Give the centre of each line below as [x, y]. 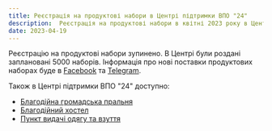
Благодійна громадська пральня [76, 102]
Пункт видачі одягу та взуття [70, 119]
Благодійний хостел [54, 110]
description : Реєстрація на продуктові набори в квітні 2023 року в [128, 23]
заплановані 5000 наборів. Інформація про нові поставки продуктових [131, 62]
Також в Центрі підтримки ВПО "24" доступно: [89, 86]
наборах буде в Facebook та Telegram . [75, 71]
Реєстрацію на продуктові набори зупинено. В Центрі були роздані [125, 54]
